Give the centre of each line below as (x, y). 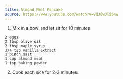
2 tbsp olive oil (23, 41)
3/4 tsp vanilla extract (31, 50)
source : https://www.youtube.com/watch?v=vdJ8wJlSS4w (62, 14)
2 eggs (12, 37)
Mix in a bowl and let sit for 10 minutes (51, 28)
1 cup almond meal (24, 59)
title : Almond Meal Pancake (34, 10)
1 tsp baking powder (26, 63)
